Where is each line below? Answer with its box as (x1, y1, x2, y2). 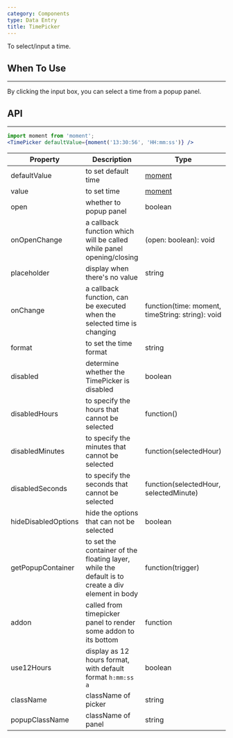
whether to (85, 198, 121, 207)
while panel (85, 243, 123, 253)
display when (85, 264, 129, 273)
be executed (85, 300, 126, 310)
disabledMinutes (10, 446, 64, 456)
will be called (85, 234, 128, 244)
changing (85, 327, 116, 337)
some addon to (85, 626, 135, 636)
